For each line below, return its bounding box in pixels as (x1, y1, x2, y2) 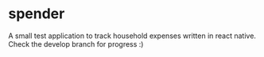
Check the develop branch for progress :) (8, 39, 144, 48)
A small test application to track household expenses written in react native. (8, 31, 257, 40)
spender (8, 5, 65, 23)
